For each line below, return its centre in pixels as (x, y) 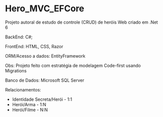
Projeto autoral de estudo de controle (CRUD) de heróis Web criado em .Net (81, 22)
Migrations (16, 71)
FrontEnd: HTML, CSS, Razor (34, 46)
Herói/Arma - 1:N (29, 104)
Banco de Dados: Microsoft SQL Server (45, 80)
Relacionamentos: (23, 89)
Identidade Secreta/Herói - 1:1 (42, 99)
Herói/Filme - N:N (30, 110)
